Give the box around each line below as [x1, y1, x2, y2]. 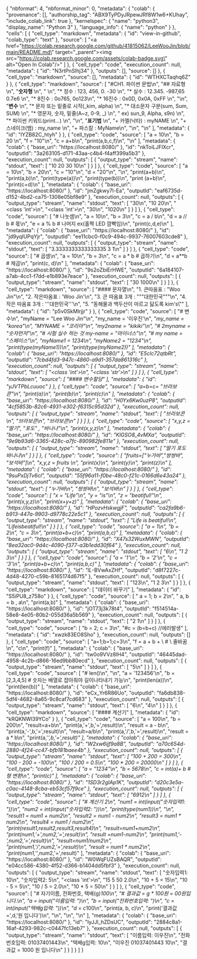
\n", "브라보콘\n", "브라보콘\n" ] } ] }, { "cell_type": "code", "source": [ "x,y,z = [6, 418, 191, 424]
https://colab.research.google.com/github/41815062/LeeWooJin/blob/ [21, 42, 191, 49]
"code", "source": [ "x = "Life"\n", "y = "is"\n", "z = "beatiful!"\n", [6, 492, 162, 499]
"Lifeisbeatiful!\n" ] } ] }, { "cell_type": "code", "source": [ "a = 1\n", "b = [6, 523, 179, 530]
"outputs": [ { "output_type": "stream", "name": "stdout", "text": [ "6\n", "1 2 [6, 548, 188, 555]
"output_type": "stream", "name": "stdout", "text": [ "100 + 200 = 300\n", [6, 753, 182, 760]
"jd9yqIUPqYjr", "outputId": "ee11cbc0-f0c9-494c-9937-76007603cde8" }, [6, 233, 188, 240]
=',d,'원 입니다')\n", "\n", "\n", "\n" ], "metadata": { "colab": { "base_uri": [6, 912, 177, 919]
